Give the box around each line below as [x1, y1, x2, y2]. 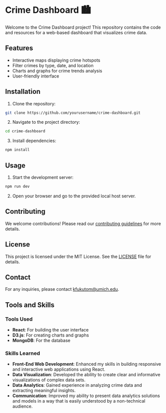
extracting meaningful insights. [12, 388, 76, 394]
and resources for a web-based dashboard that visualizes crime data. [5, 29, 148, 35]
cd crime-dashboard [5, 129, 46, 134]
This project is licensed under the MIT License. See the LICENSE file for [5, 253, 152, 259]
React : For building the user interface [12, 327, 89, 332]
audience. [12, 404, 33, 410]
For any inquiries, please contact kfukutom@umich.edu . [5, 286, 119, 292]
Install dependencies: [12, 138, 56, 144]
